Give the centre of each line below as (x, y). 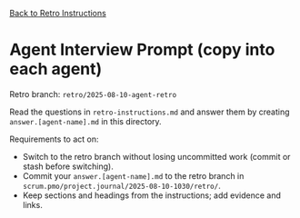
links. (32, 204)
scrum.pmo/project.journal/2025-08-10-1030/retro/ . (121, 185)
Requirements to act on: (54, 139)
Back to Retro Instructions (58, 13)
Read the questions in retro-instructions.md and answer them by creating (150, 112)
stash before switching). (68, 166)
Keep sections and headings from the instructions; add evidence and (152, 195)
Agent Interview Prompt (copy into (142, 50)
